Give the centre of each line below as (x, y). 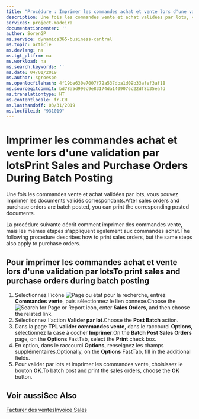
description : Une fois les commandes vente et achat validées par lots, (98, 17)
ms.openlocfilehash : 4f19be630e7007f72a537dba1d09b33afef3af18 (86, 84)
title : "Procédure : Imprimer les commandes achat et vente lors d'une (96, 12)
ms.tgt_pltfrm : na (29, 56)
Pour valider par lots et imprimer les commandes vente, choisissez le (99, 364)
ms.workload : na (26, 61)
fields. (22, 358)
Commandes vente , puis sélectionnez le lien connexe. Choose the (95, 301)
